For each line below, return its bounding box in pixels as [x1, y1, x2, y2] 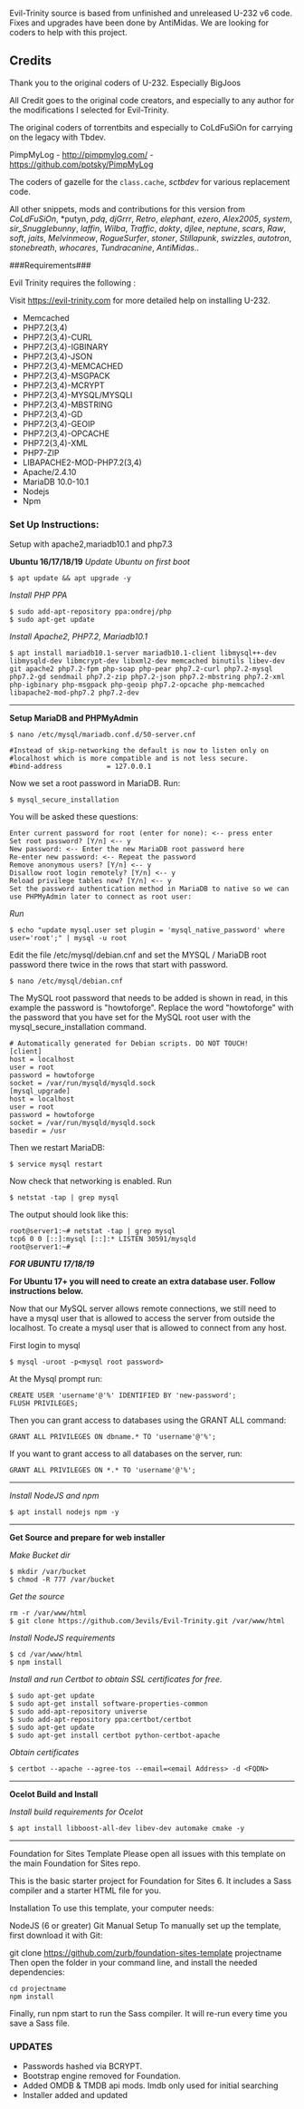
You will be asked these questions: [9, 812, 138, 822]
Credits [9, 53, 52, 69]
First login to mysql [9, 1340, 81, 1351]
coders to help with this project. [9, 27, 128, 37]
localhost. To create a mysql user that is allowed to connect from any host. [9, 1323, 288, 1334]
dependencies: [9, 1967, 65, 1978]
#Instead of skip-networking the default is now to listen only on [9, 746, 270, 755]
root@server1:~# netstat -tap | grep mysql [9, 1227, 176, 1236]
